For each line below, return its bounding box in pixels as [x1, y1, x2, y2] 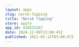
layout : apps [5, 7, 32, 12]
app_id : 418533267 [5, 25, 43, 30]
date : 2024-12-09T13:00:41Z [5, 30, 63, 35]
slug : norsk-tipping [5, 12, 48, 17]
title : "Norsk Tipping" [5, 16, 54, 21]
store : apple [5, 21, 32, 26]
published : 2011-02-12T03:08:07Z [5, 35, 74, 40]
